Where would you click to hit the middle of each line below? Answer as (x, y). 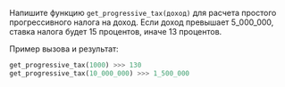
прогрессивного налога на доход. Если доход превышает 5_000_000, (142, 22)
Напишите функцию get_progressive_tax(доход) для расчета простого (143, 13)
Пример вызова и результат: (64, 49)
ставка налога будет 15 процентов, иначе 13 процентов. (116, 32)
